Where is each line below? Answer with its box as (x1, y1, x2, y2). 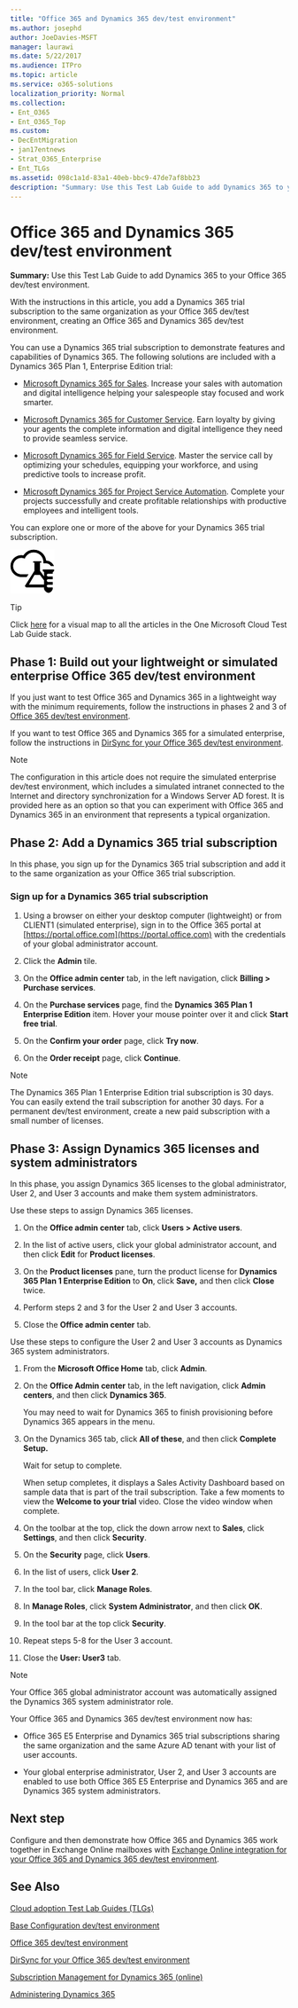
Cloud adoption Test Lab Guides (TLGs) (10, 1902, 154, 1913)
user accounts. (22, 1750, 78, 1761)
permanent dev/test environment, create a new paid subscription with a (10, 1106, 271, 1117)
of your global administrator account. (22, 938, 158, 949)
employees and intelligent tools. (22, 506, 140, 516)
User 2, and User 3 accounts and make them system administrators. (10, 1188, 258, 1199)
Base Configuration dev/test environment (10, 1920, 160, 1931)
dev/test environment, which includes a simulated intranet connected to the (10, 781, 286, 792)
